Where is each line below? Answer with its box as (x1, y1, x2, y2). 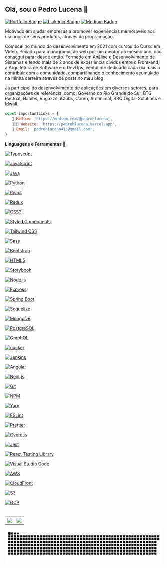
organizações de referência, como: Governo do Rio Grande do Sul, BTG (5, 90, 152, 96)
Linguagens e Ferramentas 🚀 (5, 141, 66, 147)
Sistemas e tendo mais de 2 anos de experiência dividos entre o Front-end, (5, 59, 160, 65)
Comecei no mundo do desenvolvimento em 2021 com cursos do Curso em (5, 43, 161, 49)
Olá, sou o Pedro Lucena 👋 (5, 5, 88, 14)
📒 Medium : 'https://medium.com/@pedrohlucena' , (11, 116, 113, 121)
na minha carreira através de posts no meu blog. (5, 75, 105, 81)
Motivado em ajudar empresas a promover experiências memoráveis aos (5, 28, 155, 34)
